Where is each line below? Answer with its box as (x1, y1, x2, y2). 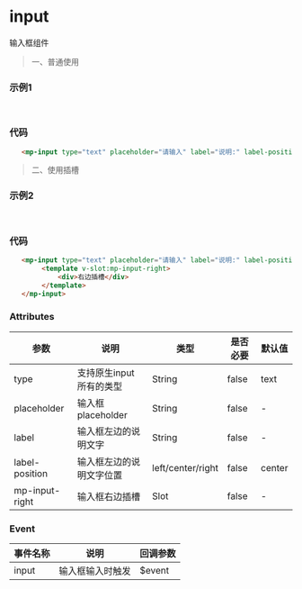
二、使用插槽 (31, 165, 79, 176)
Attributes (9, 311, 55, 323)
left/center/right (152, 461, 218, 474)
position (13, 467, 48, 479)
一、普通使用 (31, 56, 79, 67)
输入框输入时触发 (58, 565, 132, 577)
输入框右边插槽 (76, 490, 141, 503)
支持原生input (76, 367, 135, 379)
